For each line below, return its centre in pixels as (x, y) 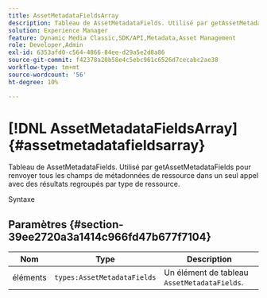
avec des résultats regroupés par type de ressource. (94, 184)
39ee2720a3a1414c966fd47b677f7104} (110, 236)
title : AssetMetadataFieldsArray (64, 15)
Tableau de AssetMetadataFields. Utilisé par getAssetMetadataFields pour (130, 167)
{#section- (96, 224)
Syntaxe (22, 199)
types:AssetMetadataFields (105, 278)
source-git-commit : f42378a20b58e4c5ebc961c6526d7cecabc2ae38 (113, 60)
